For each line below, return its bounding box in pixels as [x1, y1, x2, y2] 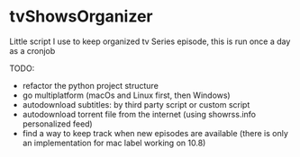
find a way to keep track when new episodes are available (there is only [22, 127, 288, 138]
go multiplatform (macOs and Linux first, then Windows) [22, 90, 232, 100]
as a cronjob [9, 45, 56, 56]
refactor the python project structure [22, 80, 159, 91]
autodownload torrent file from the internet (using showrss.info [22, 109, 257, 119]
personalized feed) [22, 118, 93, 129]
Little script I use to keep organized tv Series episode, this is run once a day [9, 36, 291, 47]
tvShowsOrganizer [9, 6, 153, 27]
